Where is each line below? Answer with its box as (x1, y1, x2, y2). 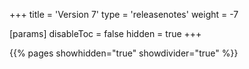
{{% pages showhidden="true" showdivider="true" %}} (9, 47, 239, 59)
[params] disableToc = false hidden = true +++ (9, 28, 202, 39)
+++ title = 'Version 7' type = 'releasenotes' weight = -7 (9, 9, 239, 20)
